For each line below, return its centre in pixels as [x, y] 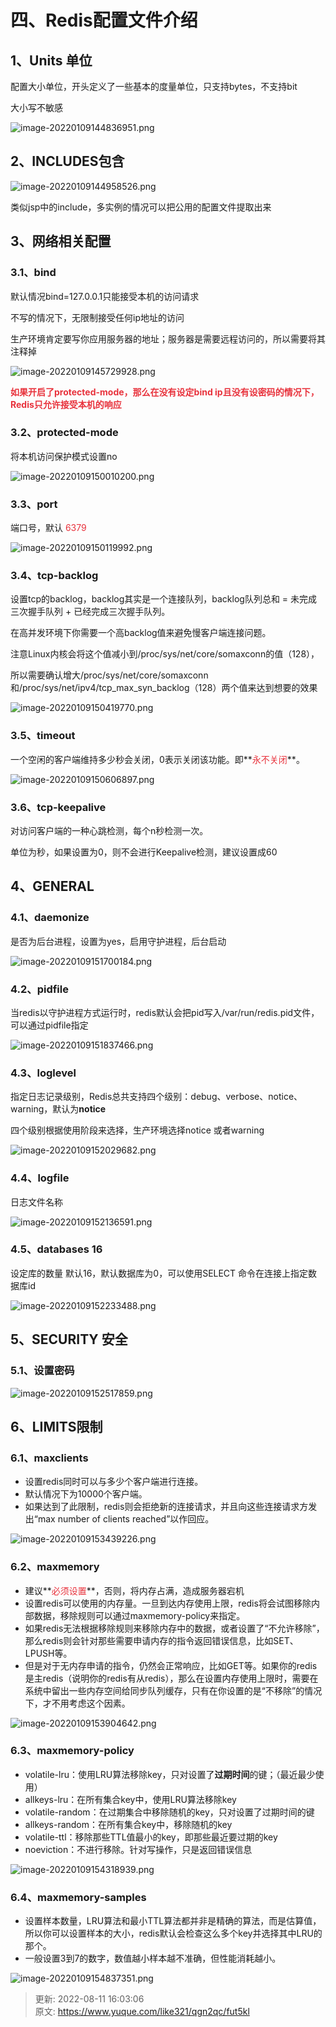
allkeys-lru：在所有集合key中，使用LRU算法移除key [130, 1799]
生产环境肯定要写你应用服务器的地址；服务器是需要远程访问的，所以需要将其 [168, 338]
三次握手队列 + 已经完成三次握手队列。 [90, 612]
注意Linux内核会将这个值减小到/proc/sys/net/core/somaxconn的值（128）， [165, 654]
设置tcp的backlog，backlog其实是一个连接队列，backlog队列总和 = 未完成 [164, 599]
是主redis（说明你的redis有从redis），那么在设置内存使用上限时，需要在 [171, 1678]
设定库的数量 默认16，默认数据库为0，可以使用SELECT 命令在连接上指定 [159, 1273]
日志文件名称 [36, 1202]
